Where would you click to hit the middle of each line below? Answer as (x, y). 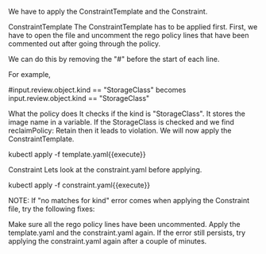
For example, (30, 74)
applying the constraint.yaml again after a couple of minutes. (108, 241)
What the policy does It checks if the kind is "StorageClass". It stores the (127, 114)
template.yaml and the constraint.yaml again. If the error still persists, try (127, 233)
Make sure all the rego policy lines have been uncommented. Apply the (124, 224)
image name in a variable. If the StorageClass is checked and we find (121, 122)
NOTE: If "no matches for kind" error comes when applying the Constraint (129, 200)
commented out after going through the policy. (85, 44)
